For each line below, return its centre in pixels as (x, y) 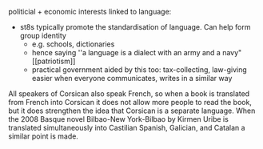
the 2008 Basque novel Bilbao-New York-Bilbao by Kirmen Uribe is (119, 119)
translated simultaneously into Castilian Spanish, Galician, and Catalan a (127, 128)
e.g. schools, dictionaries (73, 44)
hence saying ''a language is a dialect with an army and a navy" (137, 52)
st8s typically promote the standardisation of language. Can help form (135, 27)
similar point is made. (43, 136)
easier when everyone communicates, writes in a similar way (132, 78)
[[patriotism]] (54, 61)
